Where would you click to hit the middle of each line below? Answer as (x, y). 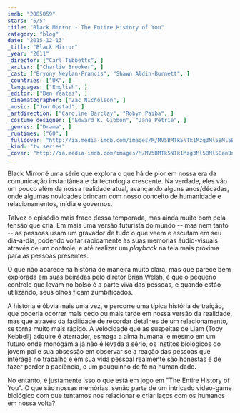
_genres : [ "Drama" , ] (40, 127)
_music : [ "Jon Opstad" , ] (46, 107)
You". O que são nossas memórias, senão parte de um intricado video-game (120, 388)
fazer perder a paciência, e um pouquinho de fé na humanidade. (102, 367)
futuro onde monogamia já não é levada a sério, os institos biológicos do (114, 344)
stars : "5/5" (27, 21)
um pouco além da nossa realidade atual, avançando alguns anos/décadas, (119, 189)
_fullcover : (25, 140)
